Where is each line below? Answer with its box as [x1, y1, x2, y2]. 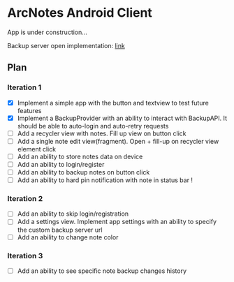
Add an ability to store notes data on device [17, 152, 143, 161]
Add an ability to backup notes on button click [17, 168, 150, 176]
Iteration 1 [7, 82, 42, 92]
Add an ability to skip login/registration [17, 209, 129, 218]
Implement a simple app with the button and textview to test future [17, 98, 210, 107]
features [17, 106, 42, 114]
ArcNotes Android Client [7, 5, 152, 21]
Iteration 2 [7, 194, 43, 204]
